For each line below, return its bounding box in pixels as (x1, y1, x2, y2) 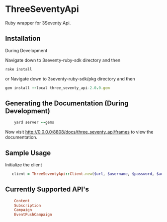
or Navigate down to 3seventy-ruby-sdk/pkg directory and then (5, 75, 135, 81)
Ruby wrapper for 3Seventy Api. (5, 20, 71, 26)
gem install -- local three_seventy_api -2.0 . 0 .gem (5, 85, 110, 90)
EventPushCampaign (14, 212, 52, 217)
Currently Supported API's (5, 185, 89, 194)
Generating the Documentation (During (5, 99, 129, 107)
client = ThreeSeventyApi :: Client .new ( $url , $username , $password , (11, 171, 155, 176)
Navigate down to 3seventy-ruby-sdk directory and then (5, 57, 121, 63)
